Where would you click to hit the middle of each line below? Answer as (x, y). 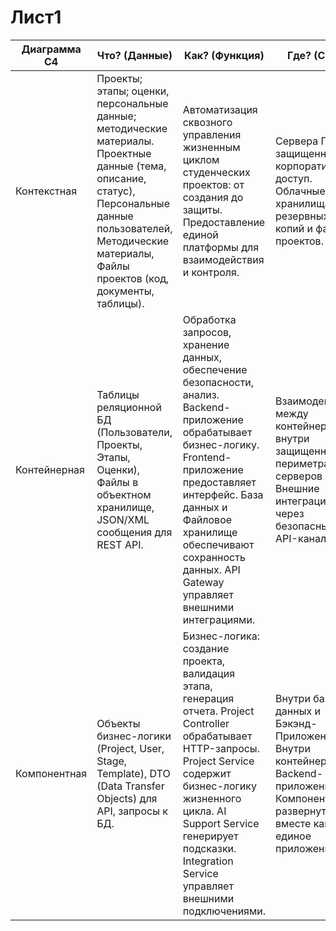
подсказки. (209, 848)
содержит (207, 773)
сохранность (214, 557)
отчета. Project (218, 711)
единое (293, 836)
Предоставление (224, 222)
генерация (208, 698)
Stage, (112, 761)
